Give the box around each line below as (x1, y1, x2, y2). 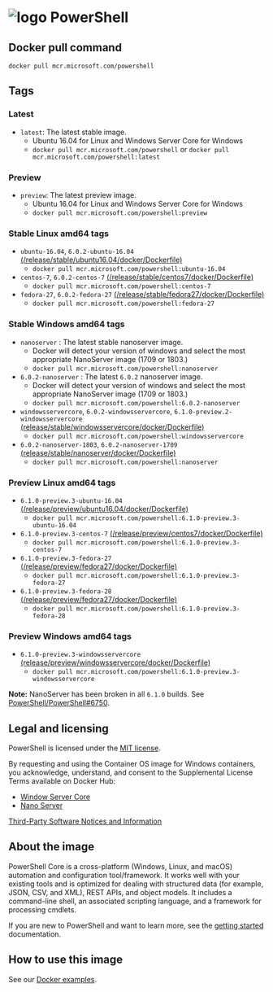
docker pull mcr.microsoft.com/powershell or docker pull (32, 144, 230, 154)
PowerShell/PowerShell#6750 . (8, 698, 110, 708)
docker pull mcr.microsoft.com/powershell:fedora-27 (32, 299, 215, 308)
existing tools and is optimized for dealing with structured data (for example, (8, 879, 264, 889)
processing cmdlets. (8, 904, 77, 915)
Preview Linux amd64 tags (8, 477, 116, 488)
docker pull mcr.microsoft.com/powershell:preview (32, 208, 208, 217)
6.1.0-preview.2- (174, 408, 233, 416)
